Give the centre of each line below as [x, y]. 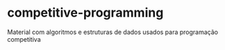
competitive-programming [85, 13]
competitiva [24, 39]
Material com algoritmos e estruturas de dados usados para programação [113, 32]
